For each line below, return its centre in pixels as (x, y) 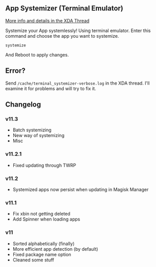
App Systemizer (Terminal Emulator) (64, 8)
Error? (15, 71)
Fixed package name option (42, 254)
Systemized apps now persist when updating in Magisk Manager (81, 189)
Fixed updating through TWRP (44, 165)
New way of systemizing (38, 136)
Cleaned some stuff (33, 260)
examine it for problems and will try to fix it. (51, 88)
